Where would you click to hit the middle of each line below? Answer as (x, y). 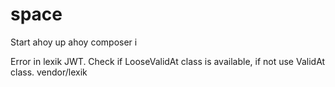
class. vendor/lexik (49, 72)
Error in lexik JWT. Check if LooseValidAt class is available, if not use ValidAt (168, 61)
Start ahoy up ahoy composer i (74, 42)
